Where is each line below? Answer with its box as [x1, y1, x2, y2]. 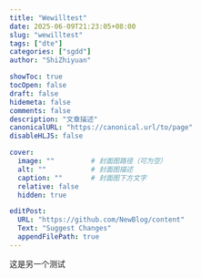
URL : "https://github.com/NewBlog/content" [17, 215, 185, 224]
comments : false [9, 106, 71, 115]
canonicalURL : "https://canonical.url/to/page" [9, 123, 194, 132]
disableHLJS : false [9, 131, 84, 141]
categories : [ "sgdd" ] [9, 47, 92, 57]
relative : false [17, 181, 79, 191]
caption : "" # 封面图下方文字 [17, 173, 147, 182]
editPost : [9, 207, 47, 216]
